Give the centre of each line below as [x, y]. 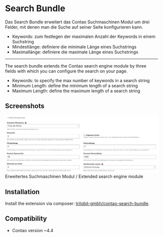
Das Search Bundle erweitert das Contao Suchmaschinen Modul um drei [77, 22]
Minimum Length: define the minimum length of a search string [75, 85]
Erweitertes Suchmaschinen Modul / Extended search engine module [74, 177]
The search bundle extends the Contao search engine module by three [76, 66]
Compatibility [26, 219]
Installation [22, 192]
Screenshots [25, 106]
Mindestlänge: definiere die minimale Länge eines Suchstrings [74, 47]
